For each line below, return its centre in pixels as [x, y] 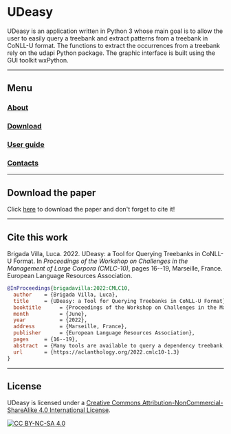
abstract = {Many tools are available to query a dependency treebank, [120, 345]
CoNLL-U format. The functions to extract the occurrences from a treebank [113, 45]
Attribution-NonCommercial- [183, 403]
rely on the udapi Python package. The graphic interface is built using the [111, 53]
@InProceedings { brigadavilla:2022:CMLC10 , [69, 288]
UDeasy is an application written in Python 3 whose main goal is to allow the [115, 31]
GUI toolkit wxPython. [38, 60]
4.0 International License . [75, 410]
